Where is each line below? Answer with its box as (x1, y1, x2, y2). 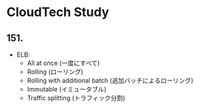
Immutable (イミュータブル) (26, 85, 107, 93)
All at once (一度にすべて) (26, 59, 100, 67)
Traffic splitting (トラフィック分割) (26, 94, 126, 102)
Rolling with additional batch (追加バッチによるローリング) (26, 76, 194, 85)
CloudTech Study (6, 4, 109, 20)
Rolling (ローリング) (26, 68, 84, 75)
